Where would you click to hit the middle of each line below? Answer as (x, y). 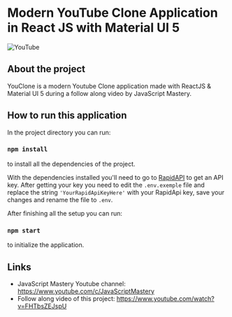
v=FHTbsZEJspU (42, 306)
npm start (24, 230)
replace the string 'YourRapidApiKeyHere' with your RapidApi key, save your (116, 192)
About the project (46, 69)
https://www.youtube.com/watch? (165, 298)
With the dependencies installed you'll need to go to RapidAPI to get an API (115, 177)
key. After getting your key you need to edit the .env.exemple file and (106, 185)
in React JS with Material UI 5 (94, 28)
